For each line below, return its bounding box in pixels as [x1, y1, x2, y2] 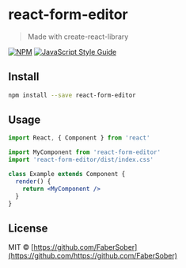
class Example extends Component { [8, 170, 126, 178]
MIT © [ [8, 243, 34, 252]
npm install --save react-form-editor [8, 91, 136, 99]
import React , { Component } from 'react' [8, 134, 150, 142]
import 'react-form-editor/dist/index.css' [8, 156, 154, 164]
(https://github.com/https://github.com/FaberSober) [8, 251, 178, 261]
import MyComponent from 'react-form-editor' [8, 148, 161, 156]
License [8, 221, 48, 235]
